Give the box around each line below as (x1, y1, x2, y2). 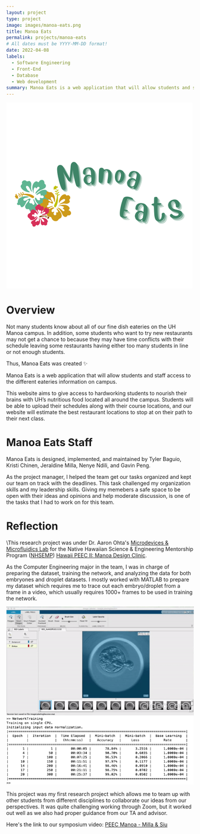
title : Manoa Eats (6, 29, 52, 35)
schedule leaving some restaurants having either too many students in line (6, 342, 189, 349)
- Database (11, 72, 39, 79)
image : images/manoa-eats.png (6, 22, 82, 28)
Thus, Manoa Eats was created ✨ (6, 360, 88, 367)
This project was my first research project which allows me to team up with (6, 790, 190, 797)
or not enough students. (6, 349, 65, 356)
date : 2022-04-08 (6, 48, 49, 54)
